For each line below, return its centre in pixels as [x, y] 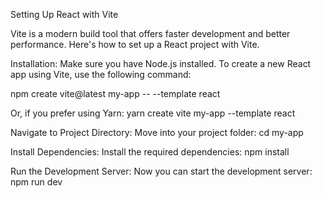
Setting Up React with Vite [64, 14]
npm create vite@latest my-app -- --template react [115, 93]
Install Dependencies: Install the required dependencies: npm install [150, 152]
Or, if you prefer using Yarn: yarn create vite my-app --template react [153, 113]
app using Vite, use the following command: [101, 74]
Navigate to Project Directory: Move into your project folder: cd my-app [157, 132]
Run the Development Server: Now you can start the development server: [161, 171]
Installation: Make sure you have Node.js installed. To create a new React [161, 63]
